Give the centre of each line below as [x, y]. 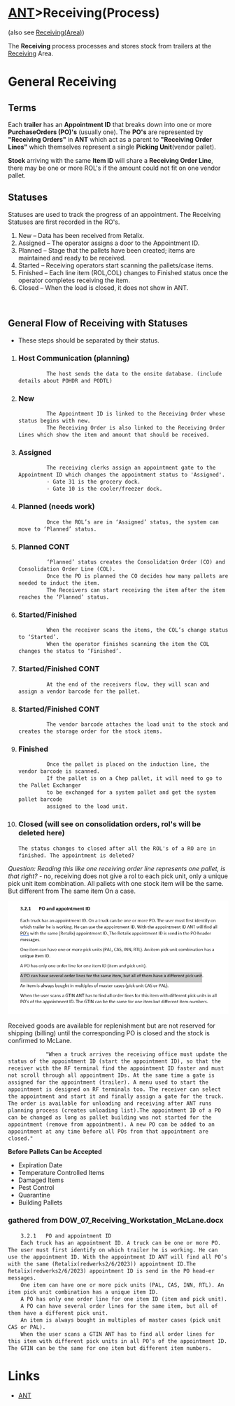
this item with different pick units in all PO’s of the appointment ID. [118, 1341]
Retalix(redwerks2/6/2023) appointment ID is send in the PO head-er [112, 1271]
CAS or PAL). [27, 1327]
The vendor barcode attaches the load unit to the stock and [137, 724]
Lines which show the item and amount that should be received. [114, 435]
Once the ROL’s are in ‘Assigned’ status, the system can [133, 522]
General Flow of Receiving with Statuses [98, 323]
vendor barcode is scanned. [59, 771]
